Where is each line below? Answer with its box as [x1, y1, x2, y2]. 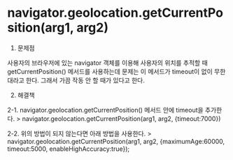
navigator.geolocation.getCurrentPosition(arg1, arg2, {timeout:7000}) [22, 114, 221, 123]
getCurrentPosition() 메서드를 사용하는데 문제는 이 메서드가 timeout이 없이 [7, 67, 213, 75]
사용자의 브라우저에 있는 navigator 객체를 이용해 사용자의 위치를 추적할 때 [7, 58, 208, 67]
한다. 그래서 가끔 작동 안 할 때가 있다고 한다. [25, 75, 145, 85]
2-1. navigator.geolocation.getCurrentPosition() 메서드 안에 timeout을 [7, 106, 204, 114]
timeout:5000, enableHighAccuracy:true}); [7, 145, 130, 153]
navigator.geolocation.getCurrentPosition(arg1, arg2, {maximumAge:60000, [7, 137, 225, 145]
